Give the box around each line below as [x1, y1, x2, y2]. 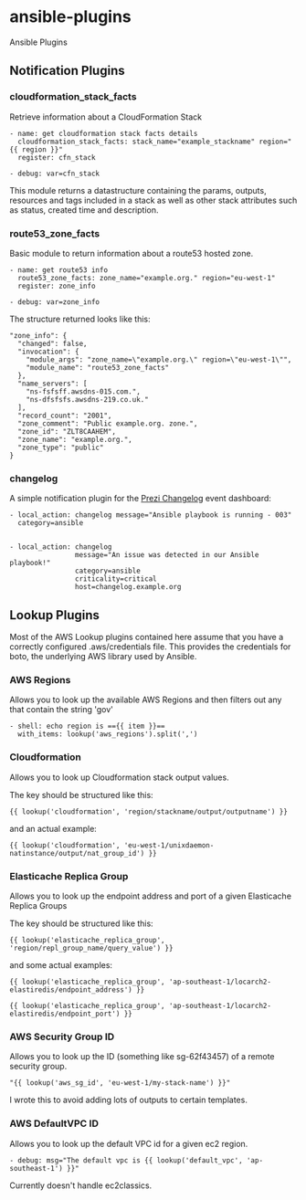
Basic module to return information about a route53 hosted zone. [9, 247, 254, 258]
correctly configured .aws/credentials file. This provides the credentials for [9, 641, 291, 652]
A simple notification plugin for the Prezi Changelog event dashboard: [9, 493, 272, 504]
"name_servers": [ [17, 379, 89, 388]
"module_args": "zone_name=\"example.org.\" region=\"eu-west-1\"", [26, 354, 292, 364]
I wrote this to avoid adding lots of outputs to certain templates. [9, 1094, 248, 1106]
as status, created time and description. [9, 204, 159, 216]
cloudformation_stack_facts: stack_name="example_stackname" [17, 137, 256, 146]
